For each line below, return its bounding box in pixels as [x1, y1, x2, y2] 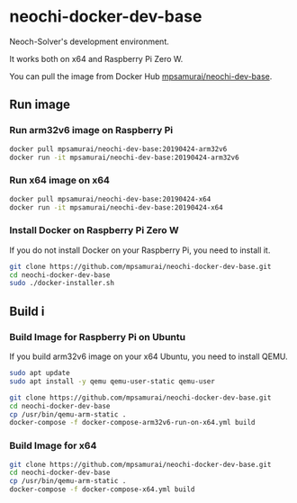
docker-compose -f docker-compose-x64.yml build [9, 485, 195, 494]
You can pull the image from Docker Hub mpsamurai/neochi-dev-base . [9, 70, 273, 82]
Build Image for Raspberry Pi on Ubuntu [9, 330, 186, 343]
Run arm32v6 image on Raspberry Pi [9, 124, 174, 137]
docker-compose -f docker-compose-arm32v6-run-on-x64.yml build [9, 418, 256, 427]
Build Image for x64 [9, 439, 97, 452]
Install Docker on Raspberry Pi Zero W [9, 224, 179, 237]
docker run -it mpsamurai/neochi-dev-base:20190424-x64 [9, 202, 223, 212]
